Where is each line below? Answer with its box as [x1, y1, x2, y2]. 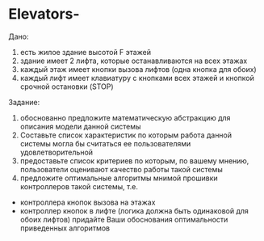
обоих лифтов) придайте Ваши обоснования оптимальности [19, 214, 228, 224]
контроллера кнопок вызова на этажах [19, 197, 156, 207]
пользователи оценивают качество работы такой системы [19, 164, 224, 174]
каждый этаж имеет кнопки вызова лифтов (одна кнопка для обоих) [19, 64, 257, 74]
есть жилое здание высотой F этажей [19, 47, 152, 57]
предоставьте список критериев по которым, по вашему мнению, [19, 155, 249, 166]
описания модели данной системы [19, 121, 141, 131]
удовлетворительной [19, 147, 94, 157]
